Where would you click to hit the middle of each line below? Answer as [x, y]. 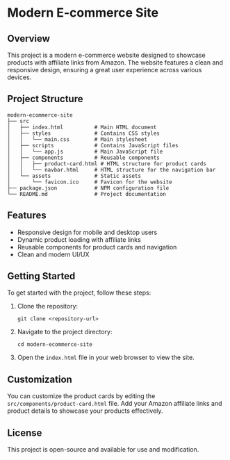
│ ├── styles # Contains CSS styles [83, 133]
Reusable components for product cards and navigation [97, 247]
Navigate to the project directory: [65, 332]
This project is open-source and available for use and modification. [103, 450]
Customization [40, 379]
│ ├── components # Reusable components [83, 158]
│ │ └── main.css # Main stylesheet [77, 139]
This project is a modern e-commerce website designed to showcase [107, 55]
